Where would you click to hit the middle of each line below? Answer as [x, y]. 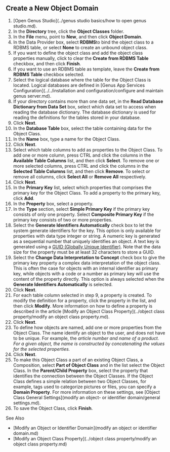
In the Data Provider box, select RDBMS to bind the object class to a [83, 42]
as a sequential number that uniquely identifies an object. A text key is [86, 241]
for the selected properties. [41, 349]
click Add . [24, 198]
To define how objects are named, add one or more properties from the [87, 327]
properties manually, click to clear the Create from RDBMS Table [81, 58]
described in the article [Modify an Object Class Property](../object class [89, 311]
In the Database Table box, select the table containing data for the [82, 128]
